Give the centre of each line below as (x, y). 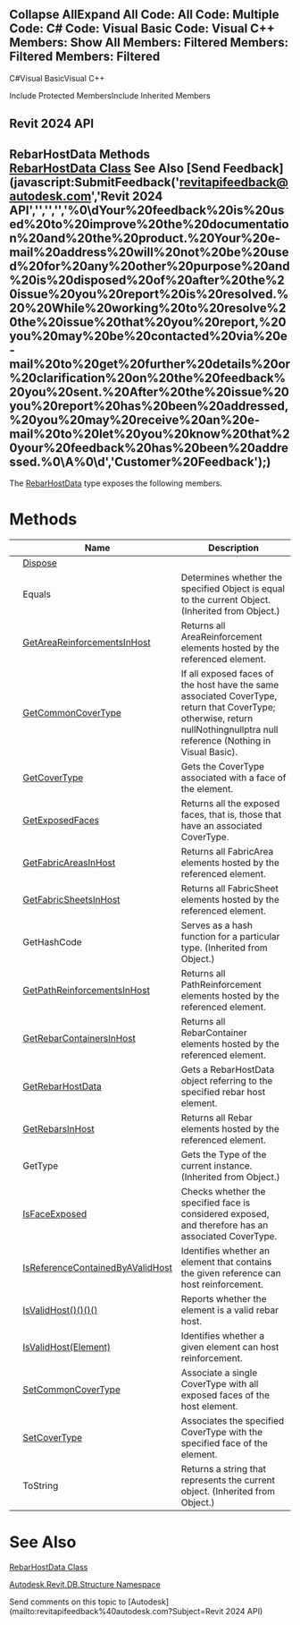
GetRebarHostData (62, 1086)
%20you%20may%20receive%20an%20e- (135, 420)
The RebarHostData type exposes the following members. (116, 483)
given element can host (230, 1347)
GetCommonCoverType (72, 712)
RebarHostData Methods (79, 154)
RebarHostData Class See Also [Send (115, 168)
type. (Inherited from (224, 948)
